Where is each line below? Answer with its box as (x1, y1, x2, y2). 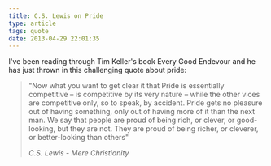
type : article (8, 19, 57, 28)
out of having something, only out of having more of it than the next (28, 107, 256, 117)
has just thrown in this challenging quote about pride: (8, 66, 187, 75)
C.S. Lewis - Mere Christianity (28, 148, 129, 158)
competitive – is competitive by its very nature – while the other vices (28, 90, 260, 100)
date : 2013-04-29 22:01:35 (8, 34, 100, 43)
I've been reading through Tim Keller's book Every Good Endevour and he (8, 57, 256, 66)
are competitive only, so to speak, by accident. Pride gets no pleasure (28, 98, 263, 108)
